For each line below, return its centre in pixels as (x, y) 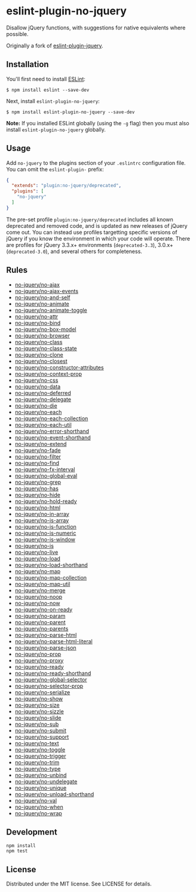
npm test (17, 851)
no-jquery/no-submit (41, 730)
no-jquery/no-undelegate (46, 781)
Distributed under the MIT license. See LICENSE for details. (79, 884)
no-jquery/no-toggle (40, 749)
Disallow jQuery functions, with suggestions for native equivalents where (96, 28)
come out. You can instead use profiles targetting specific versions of (92, 232)
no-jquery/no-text (37, 743)
